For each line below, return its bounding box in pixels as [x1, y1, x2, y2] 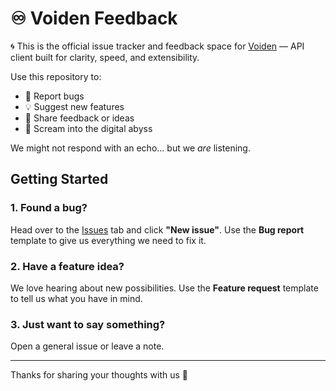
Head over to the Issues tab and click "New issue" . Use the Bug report [10, 223, 305, 236]
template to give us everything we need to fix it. [10, 234, 207, 246]
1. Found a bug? [10, 201, 88, 215]
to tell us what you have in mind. [10, 292, 143, 304]
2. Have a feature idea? [10, 259, 125, 273]
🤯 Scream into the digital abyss [24, 122, 153, 134]
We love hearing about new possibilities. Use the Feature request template [10, 282, 319, 294]
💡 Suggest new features [24, 100, 125, 112]
